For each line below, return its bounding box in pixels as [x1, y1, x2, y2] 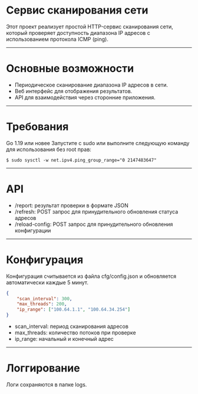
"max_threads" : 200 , [16, 301, 67, 307]
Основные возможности [6, 62, 134, 75]
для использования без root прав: [6, 146, 91, 153]
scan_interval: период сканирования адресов [14, 323, 128, 330]
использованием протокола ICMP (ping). [6, 35, 109, 42]
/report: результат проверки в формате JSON [14, 202, 128, 209]
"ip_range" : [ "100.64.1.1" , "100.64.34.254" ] [16, 307, 131, 313]
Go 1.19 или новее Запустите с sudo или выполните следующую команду [6, 139, 190, 146]
